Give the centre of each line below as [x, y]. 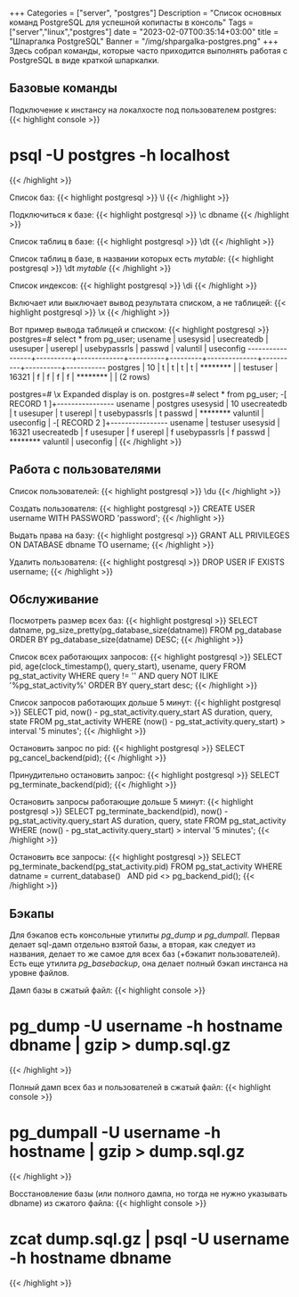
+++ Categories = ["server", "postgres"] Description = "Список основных [145, 13]
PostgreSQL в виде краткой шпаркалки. [85, 60]
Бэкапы [32, 913]
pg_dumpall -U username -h [115, 1133]
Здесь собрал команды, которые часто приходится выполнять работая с [148, 51]
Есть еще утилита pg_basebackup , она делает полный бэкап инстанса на [149, 963]
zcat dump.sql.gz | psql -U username [149, 1239]
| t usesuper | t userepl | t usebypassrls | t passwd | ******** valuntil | [137, 413]
